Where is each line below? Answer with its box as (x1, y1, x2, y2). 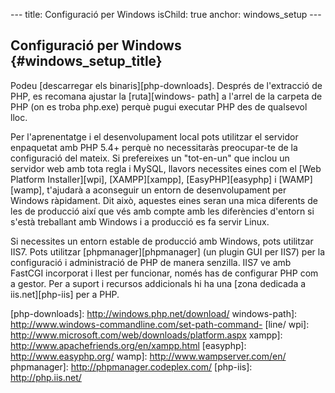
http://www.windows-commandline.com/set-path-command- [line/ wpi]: (10, 318, 310, 330)
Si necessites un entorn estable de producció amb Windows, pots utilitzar (10, 235, 314, 247)
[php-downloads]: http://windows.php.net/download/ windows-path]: (10, 307, 298, 319)
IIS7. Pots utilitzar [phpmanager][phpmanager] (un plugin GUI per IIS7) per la (10, 245, 326, 258)
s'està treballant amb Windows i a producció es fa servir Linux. (10, 215, 270, 228)
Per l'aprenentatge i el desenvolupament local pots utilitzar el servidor (10, 130, 299, 143)
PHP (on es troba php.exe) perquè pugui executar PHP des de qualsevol (10, 100, 308, 113)
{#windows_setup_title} (10, 53, 163, 70)
